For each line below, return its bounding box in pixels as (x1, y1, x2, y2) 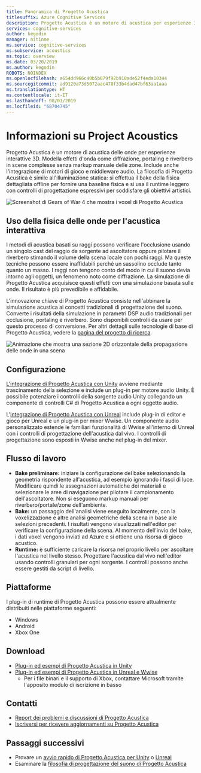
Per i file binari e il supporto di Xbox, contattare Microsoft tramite (23, 674, 184, 682)
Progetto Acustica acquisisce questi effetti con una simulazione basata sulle (6, 279, 194, 287)
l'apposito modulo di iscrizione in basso (23, 681, 122, 688)
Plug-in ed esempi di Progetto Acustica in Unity (14, 662, 132, 669)
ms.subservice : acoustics (6, 48, 71, 54)
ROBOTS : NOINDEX (6, 70, 47, 76)
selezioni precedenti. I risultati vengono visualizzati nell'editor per (14, 520, 176, 527)
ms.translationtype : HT (6, 87, 66, 93)
